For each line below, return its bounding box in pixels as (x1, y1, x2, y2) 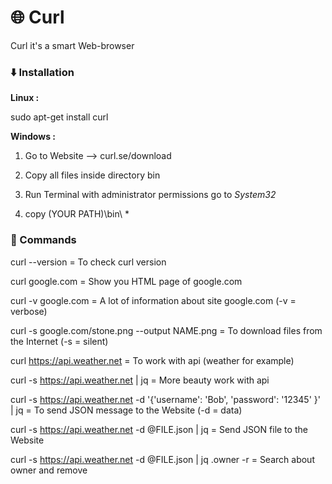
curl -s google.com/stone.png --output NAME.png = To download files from (10, 324, 323, 336)
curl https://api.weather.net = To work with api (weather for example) (10, 354, 295, 366)
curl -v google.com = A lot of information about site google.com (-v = (10, 294, 297, 306)
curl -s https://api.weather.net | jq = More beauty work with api (10, 374, 270, 386)
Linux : (10, 92, 40, 104)
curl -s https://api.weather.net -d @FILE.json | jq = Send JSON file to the (10, 423, 308, 435)
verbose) (10, 305, 48, 317)
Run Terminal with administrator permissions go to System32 (24, 189, 277, 201)
